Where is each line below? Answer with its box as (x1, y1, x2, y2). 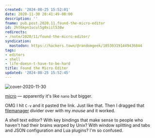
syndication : (5, 39, 32, 44)
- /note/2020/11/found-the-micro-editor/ (5, 34, 90, 39)
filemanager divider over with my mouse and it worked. (5, 107, 116, 113)
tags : (5, 48, 16, 52)
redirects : (5, 30, 27, 34)
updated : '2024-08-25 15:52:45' (5, 70, 70, 75)
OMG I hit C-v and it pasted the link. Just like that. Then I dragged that (5, 103, 145, 108)
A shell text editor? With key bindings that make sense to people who (5, 117, 143, 123)
